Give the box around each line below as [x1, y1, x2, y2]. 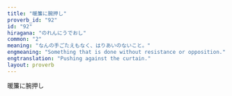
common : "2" [7, 36, 42, 43]
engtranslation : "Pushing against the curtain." [7, 55, 151, 62]
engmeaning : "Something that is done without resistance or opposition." [7, 49, 226, 56]
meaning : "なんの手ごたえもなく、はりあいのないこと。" [7, 42, 151, 49]
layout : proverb [7, 61, 54, 68]
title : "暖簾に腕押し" [7, 10, 67, 17]
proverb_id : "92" [7, 17, 58, 23]
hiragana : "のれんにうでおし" [7, 29, 87, 37]
